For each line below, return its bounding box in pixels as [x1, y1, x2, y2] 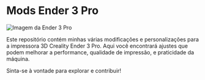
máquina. [6, 55, 30, 62]
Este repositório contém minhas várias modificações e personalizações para [6, 35, 199, 43]
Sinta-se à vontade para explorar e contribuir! [6, 67, 121, 74]
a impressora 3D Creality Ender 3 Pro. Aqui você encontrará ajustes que [6, 42, 188, 49]
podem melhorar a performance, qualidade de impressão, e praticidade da [6, 48, 195, 56]
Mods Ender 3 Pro [6, 4, 99, 18]
